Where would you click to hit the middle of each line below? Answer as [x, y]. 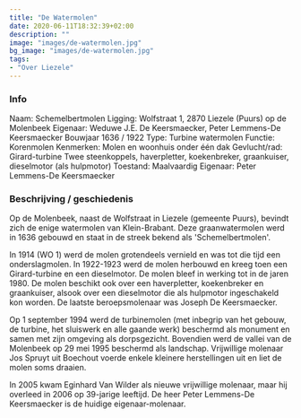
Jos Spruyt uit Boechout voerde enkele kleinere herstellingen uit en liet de [146, 358]
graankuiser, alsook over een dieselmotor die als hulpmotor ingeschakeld [144, 293]
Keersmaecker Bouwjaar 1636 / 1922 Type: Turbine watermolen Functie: [142, 138]
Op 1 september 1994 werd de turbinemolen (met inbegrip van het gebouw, [148, 320]
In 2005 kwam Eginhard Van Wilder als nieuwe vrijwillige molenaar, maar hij [149, 385]
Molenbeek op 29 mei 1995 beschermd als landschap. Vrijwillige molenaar [146, 348]
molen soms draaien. [48, 368]
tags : [19, 59]
